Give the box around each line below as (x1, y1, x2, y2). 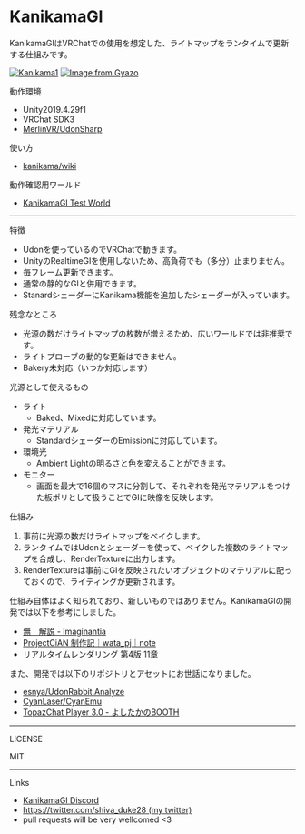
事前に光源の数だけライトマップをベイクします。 (22, 530, 206, 541)
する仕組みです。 (9, 48, 73, 60)
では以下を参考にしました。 (16, 607, 121, 618)
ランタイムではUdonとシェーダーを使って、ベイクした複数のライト (22, 541, 273, 552)
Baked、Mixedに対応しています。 (35, 412, 162, 423)
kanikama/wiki (22, 160, 77, 171)
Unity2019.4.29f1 (22, 104, 86, 115)
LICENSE (9, 733, 44, 744)
